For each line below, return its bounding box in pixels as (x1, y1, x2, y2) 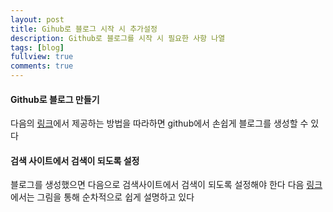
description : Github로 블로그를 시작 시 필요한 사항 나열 (10, 33, 226, 43)
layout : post (10, 14, 65, 25)
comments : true (10, 61, 74, 71)
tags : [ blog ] (10, 42, 65, 53)
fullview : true (10, 52, 74, 62)
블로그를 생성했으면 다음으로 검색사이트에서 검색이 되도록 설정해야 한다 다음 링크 (10, 179, 323, 191)
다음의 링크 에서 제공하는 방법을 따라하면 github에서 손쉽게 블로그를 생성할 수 (10, 117, 309, 130)
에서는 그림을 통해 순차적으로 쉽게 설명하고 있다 (10, 191, 195, 203)
